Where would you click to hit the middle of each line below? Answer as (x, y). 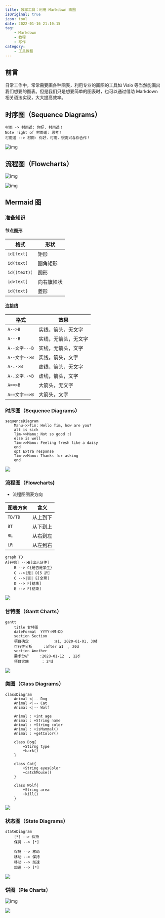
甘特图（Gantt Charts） (34, 612)
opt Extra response (34, 451)
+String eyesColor (42, 768)
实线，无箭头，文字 (61, 348)
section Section (31, 636)
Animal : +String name (37, 721)
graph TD (14, 557)
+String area (36, 790)
